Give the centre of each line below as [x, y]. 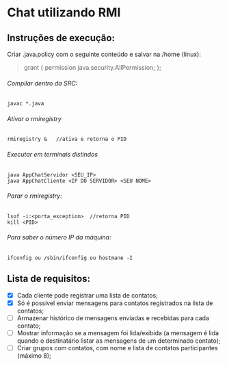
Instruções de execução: [61, 38]
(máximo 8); [34, 356]
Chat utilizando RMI [64, 13]
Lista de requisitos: [49, 279]
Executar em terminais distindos [52, 154]
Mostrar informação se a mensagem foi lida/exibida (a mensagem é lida [118, 333]
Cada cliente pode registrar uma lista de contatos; [88, 295]
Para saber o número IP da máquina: [59, 237]
